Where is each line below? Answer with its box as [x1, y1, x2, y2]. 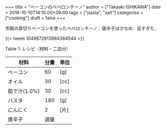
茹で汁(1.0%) [8, 88, 40, 94]
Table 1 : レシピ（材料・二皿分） [5, 46, 71, 51]
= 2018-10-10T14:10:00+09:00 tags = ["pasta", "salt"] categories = [5, 10, 144, 16]
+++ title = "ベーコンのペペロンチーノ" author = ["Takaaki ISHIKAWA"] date [5, 4, 161, 10]
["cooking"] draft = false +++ [5, 15, 66, 21]
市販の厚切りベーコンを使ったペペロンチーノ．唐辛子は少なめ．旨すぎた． [5, 25, 159, 31]
